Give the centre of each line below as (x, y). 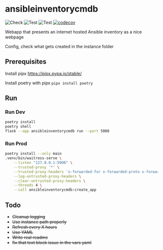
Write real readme (30, 237)
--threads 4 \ (28, 185)
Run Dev (15, 112)
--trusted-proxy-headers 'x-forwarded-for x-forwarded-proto (77, 172)
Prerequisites (26, 62)
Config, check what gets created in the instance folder (59, 46)
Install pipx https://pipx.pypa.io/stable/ (43, 73)
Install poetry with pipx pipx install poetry (49, 83)
